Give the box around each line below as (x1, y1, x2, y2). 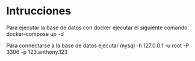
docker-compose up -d (6, 30, 64, 37)
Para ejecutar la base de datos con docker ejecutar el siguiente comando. (6, 24, 190, 31)
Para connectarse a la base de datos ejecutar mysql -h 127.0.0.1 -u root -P (6, 42, 190, 49)
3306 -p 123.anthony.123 (6, 48, 68, 55)
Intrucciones (6, 4, 71, 18)
